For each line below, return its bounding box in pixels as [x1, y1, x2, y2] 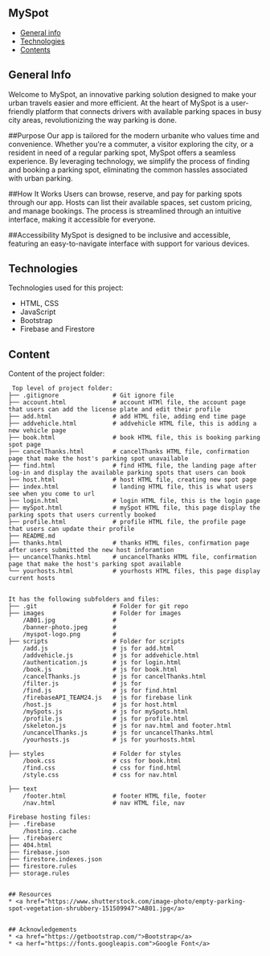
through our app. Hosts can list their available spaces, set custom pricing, [8, 197, 252, 207]
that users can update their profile [8, 525, 135, 533]
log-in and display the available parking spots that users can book [8, 469, 247, 477]
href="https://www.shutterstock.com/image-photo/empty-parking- [26, 897, 247, 906]
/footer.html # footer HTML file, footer [22, 792, 207, 800]
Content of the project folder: [8, 369, 105, 378]
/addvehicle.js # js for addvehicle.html [22, 652, 199, 660]
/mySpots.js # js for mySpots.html [22, 708, 189, 716]
